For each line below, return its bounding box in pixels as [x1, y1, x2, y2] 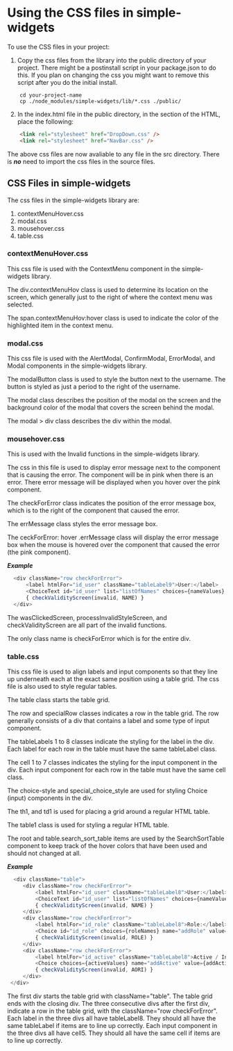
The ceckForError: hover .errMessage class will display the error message [7, 533, 219, 541]
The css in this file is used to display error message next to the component [7, 464, 221, 472]
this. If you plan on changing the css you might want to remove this [17, 71, 209, 79]
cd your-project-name [19, 92, 82, 99]
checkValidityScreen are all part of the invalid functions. [7, 621, 167, 629]
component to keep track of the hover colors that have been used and [7, 842, 207, 850]
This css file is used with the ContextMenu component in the [7, 264, 180, 272]
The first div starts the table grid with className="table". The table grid [7, 992, 213, 1000]
